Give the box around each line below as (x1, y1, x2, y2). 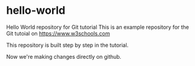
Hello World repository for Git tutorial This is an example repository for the (6, 23, 190, 31)
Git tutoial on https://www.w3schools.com (6, 29, 110, 37)
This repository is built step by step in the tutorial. (6, 41, 129, 49)
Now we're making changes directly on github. (6, 53, 122, 60)
